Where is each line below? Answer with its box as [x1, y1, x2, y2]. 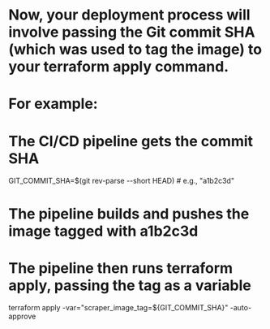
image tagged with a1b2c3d [8, 222, 199, 240]
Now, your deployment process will [8, 6, 251, 24]
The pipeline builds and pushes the [8, 205, 250, 223]
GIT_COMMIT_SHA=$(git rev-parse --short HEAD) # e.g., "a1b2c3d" [8, 176, 235, 186]
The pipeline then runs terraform [8, 258, 234, 277]
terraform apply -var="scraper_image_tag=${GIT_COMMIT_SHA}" [8, 303, 229, 313]
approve [8, 311, 36, 322]
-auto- [229, 303, 252, 313]
